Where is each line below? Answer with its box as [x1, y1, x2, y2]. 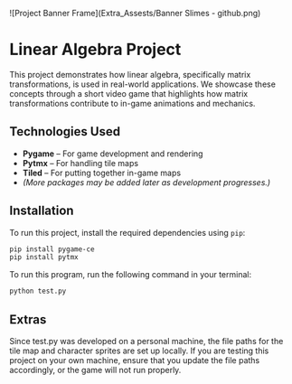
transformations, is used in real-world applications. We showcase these [9, 79, 276, 89]
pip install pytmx [9, 253, 79, 262]
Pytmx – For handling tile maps [22, 157, 138, 168]
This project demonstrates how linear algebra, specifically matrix [9, 69, 251, 80]
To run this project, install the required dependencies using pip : [9, 227, 246, 238]
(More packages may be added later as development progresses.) [22, 176, 271, 188]
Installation [9, 203, 74, 219]
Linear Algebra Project [9, 40, 182, 60]
